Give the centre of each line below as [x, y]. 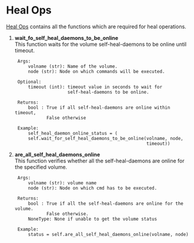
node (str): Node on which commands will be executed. [96, 71]
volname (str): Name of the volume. [73, 66]
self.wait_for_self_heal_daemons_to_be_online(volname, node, [106, 138]
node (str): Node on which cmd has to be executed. [93, 188]
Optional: [29, 82]
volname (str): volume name [62, 183]
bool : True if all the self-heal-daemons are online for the [106, 204]
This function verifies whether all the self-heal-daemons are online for [99, 161]
